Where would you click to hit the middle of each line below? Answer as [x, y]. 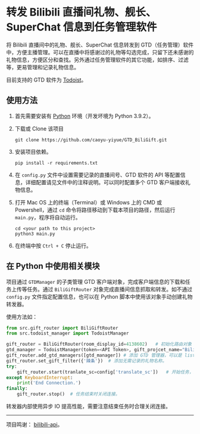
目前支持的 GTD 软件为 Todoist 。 [46, 80]
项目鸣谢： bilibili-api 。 [35, 424]
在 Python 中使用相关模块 [53, 266]
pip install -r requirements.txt [56, 163]
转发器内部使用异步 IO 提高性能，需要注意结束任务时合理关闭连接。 [89, 407]
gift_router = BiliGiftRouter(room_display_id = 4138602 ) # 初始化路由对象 [99, 344]
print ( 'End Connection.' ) [49, 383]
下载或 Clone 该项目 [39, 128]
